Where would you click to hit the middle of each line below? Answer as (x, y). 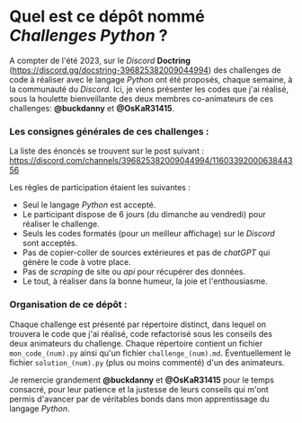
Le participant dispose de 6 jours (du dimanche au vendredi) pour (144, 215)
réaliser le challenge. (61, 224)
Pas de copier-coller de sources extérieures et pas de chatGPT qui (146, 252)
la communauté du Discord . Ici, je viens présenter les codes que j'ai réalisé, (149, 89)
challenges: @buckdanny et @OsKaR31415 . (92, 108)
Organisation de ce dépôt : (68, 304)
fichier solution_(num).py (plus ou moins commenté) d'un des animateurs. (147, 362)
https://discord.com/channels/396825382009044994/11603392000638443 (151, 161)
